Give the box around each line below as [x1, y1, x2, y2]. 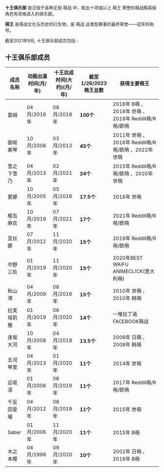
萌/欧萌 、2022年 [112, 146, 153, 153]
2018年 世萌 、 [112, 107, 148, 114]
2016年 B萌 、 [112, 100, 146, 107]
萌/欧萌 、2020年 [112, 170, 153, 177]
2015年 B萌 [112, 429, 140, 436]
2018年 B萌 [112, 455, 140, 462]
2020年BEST [112, 254, 143, 261]
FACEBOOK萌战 [112, 318, 149, 324]
